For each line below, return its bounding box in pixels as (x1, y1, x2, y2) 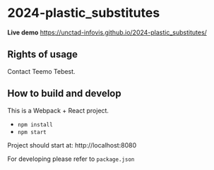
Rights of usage (7, 48, 78, 60)
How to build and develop (7, 88, 121, 100)
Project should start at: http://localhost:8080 (7, 140, 136, 149)
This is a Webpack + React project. (7, 106, 109, 115)
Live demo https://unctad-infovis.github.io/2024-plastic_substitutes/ (7, 28, 207, 37)
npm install (17, 121, 53, 128)
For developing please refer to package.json (7, 155, 135, 163)
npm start (17, 129, 47, 136)
